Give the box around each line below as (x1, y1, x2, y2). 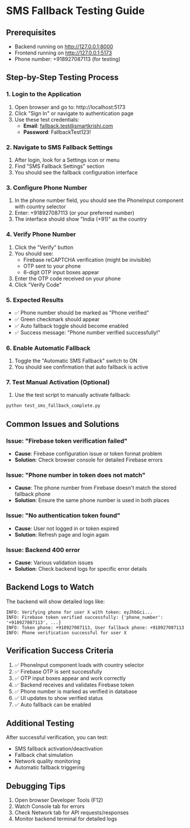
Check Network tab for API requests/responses (14, 809, 129, 816)
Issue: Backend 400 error (6, 546, 80, 554)
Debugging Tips (6, 781, 66, 791)
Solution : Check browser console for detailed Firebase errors (14, 456, 163, 463)
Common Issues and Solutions (6, 419, 120, 429)
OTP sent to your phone (23, 262, 81, 270)
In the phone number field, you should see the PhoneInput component (14, 197, 184, 204)
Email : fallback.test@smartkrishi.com (23, 122, 113, 129)
